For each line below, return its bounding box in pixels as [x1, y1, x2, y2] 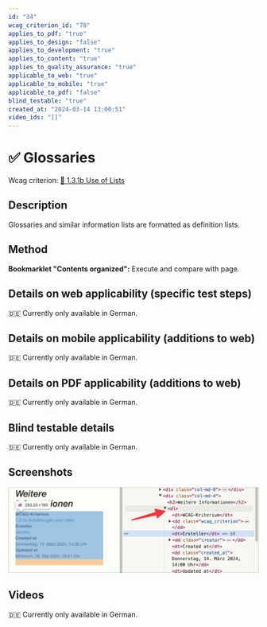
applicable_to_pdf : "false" [8, 88, 102, 96]
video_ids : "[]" [8, 114, 62, 122]
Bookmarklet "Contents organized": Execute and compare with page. [8, 263, 240, 274]
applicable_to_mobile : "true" [8, 80, 109, 88]
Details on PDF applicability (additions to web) [8, 376, 242, 390]
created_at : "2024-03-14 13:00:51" [8, 105, 126, 113]
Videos [8, 589, 44, 602]
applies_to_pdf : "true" [8, 29, 87, 37]
